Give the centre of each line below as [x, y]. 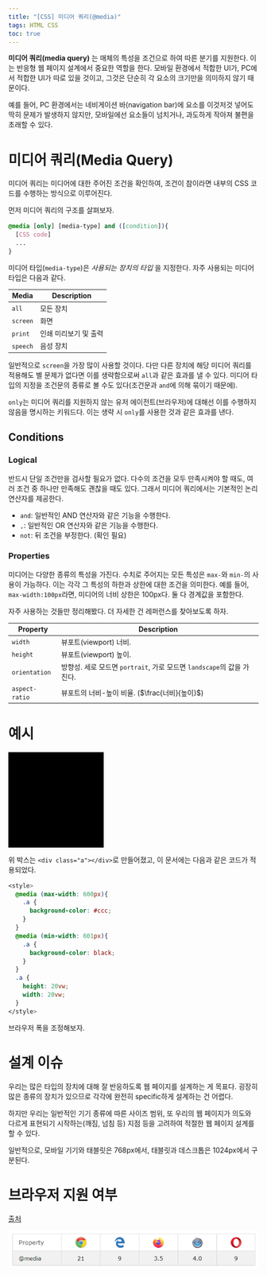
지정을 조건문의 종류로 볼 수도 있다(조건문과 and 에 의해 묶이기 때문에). [130, 385]
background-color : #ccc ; [70, 911]
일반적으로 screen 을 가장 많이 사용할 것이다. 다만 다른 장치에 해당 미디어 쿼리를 [130, 365]
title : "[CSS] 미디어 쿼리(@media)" [65, 17]
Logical [23, 460]
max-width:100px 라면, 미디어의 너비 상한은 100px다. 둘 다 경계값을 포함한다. [126, 594]
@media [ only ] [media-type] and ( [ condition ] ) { [89, 227]
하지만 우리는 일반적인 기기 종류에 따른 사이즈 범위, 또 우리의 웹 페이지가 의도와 [130, 1113]
